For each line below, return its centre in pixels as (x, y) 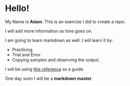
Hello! (17, 8)
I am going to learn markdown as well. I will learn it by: (59, 40)
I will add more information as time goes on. (49, 31)
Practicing (22, 49)
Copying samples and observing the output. (56, 60)
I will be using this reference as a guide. (45, 69)
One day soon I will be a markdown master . (49, 78)
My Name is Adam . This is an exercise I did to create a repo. (65, 22)
